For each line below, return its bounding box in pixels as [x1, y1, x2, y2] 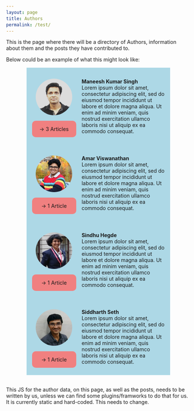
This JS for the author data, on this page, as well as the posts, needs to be [6, 386, 185, 393]
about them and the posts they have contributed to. [6, 44, 130, 52]
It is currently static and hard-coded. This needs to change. [6, 399, 150, 406]
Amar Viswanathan [81, 155, 130, 162]
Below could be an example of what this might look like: [6, 56, 140, 63]
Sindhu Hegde [81, 231, 117, 238]
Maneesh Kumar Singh [81, 78, 138, 85]
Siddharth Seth [81, 308, 119, 316]
